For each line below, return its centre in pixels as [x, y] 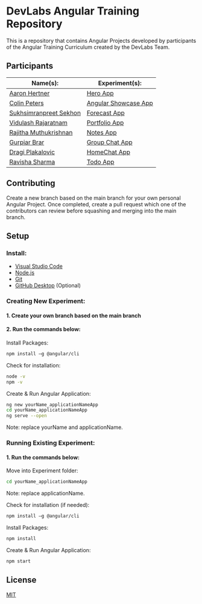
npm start [19, 561]
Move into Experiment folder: [42, 471]
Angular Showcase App [120, 103]
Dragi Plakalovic [32, 152]
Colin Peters [27, 103]
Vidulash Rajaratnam [38, 122]
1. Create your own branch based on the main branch [74, 316]
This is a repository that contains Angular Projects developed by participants [101, 40]
